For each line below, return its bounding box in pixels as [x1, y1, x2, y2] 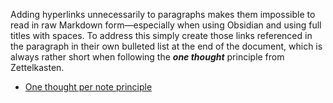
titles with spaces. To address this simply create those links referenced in [10, 30, 313, 41]
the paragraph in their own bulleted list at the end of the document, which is [10, 40, 323, 52]
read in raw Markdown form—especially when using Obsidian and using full [10, 19, 322, 31]
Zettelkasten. [10, 62, 65, 73]
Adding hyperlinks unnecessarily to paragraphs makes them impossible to [10, 9, 316, 20]
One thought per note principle [24, 81, 153, 93]
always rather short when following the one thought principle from [10, 51, 285, 63]
